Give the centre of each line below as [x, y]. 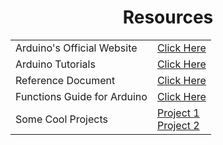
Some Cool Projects [61, 119]
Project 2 [178, 125]
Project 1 [178, 113]
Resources [168, 17]
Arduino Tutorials [55, 64]
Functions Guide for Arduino [81, 96]
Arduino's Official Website [76, 48]
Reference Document [65, 80]
